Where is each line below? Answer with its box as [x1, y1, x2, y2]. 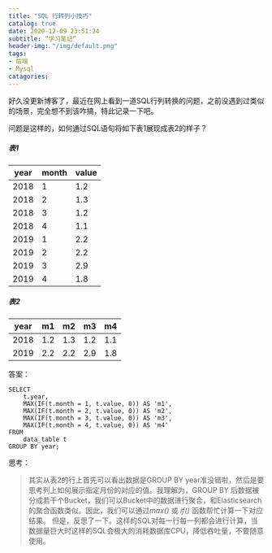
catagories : [8, 72, 49, 81]
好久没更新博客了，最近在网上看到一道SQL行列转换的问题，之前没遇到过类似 [8, 95, 265, 106]
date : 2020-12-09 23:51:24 [8, 27, 100, 35]
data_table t [23, 435, 67, 443]
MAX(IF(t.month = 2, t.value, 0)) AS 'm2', [23, 407, 173, 415]
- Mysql [8, 65, 35, 73]
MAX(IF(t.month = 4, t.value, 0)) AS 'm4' [23, 420, 169, 429]
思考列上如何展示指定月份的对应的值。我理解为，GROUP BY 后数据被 [28, 485, 260, 494]
